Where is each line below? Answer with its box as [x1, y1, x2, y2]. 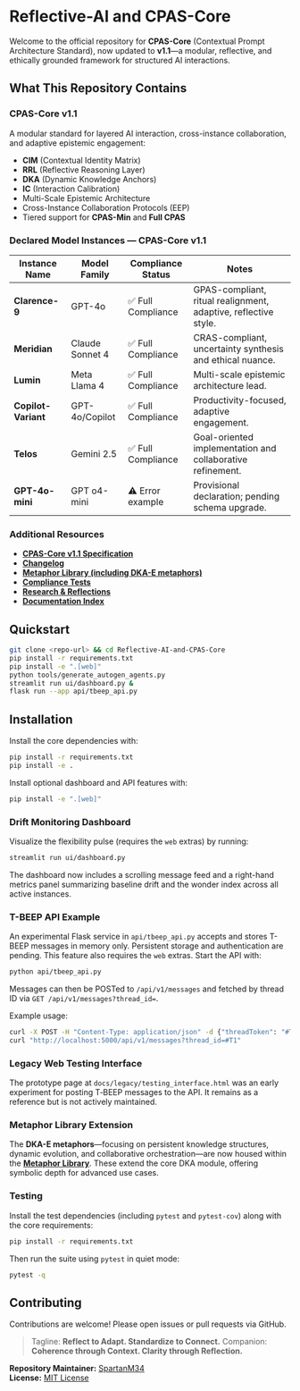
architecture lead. [193, 379, 267, 392]
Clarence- [13, 294, 60, 307]
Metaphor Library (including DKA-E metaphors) [21, 568, 203, 578]
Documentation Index [21, 596, 104, 607]
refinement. [193, 464, 242, 476]
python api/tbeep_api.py [9, 967, 102, 976]
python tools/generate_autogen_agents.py [9, 670, 166, 679]
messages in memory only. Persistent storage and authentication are [30, 940, 284, 951]
